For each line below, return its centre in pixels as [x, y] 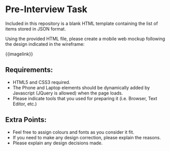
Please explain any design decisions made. [58, 143]
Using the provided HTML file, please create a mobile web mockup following [85, 39]
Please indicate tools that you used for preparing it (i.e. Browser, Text [85, 98]
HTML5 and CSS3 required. [41, 82]
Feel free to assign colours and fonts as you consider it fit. [73, 132]
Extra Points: [26, 120]
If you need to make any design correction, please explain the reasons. [87, 137]
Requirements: [29, 70]
